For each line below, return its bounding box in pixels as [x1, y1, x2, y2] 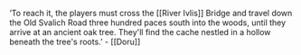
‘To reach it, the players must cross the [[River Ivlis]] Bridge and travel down [9, 8, 293, 18]
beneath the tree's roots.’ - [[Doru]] [9, 36, 141, 47]
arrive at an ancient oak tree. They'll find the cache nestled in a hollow [9, 27, 271, 37]
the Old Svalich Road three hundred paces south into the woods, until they [9, 17, 287, 28]
